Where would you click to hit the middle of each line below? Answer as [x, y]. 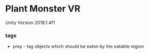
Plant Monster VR [43, 9]
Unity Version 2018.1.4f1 [30, 22]
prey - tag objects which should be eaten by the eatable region [78, 46]
